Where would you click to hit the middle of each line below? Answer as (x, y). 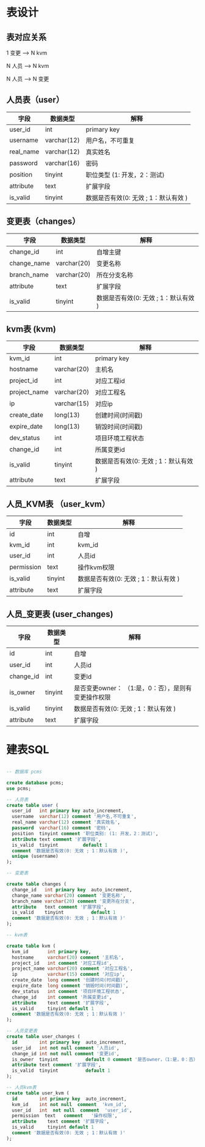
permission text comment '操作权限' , (65, 1116)
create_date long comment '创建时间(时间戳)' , (70, 980)
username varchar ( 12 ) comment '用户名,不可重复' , (74, 817)
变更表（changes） (43, 222)
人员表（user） (35, 100)
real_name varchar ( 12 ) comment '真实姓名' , (66, 822)
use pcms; (19, 788)
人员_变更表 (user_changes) (60, 614)
